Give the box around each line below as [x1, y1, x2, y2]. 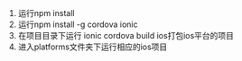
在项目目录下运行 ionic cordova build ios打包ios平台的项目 [17, 30, 235, 40]
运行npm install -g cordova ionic [17, 19, 138, 30]
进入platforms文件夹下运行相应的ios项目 [17, 41, 168, 52]
